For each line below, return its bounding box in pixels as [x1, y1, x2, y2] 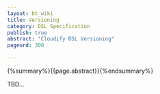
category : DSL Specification [7, 23, 90, 30]
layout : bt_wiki [7, 10, 53, 17]
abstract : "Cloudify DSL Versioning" [7, 36, 115, 43]
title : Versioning [7, 16, 59, 23]
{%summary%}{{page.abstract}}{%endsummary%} [7, 67, 154, 75]
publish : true [7, 29, 48, 36]
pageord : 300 [7, 42, 44, 49]
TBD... [7, 80, 25, 88]
